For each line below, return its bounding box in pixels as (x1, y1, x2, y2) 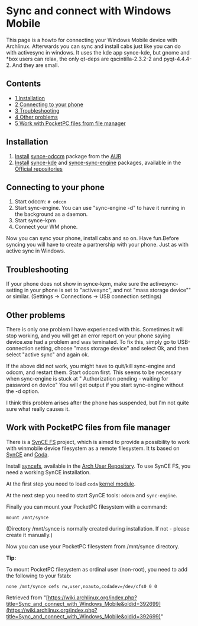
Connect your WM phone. (14, 223, 78, 231)
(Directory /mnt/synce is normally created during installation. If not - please (6, 525, 190, 532)
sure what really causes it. (6, 405, 70, 413)
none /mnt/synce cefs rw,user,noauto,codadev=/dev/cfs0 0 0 (6, 583, 158, 589)
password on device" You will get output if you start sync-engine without (6, 381, 184, 388)
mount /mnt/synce (6, 515, 49, 520)
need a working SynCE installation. (6, 468, 91, 475)
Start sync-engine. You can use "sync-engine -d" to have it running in (14, 205, 186, 212)
